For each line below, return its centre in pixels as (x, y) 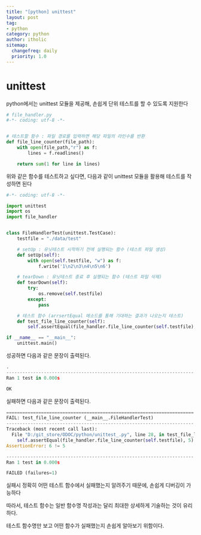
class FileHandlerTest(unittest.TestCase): (61, 233)
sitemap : (17, 46)
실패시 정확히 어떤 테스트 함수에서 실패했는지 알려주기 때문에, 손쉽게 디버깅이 (96, 485)
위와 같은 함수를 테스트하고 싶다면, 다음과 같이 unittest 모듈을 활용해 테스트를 (96, 176)
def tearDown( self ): (42, 282)
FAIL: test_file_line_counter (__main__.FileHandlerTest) (80, 418)
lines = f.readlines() (56, 153)
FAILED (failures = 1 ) (32, 473)
